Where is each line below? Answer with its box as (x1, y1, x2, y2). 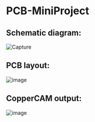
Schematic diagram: (6, 28, 82, 38)
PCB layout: (6, 60, 50, 70)
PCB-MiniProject (6, 4, 90, 18)
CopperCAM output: (6, 94, 82, 104)
